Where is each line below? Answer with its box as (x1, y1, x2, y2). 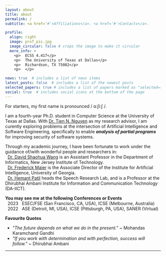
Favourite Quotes (5, 215, 41, 221)
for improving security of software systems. (5, 134, 94, 140)
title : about (5, 12, 32, 17)
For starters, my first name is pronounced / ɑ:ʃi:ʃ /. (5, 103, 107, 109)
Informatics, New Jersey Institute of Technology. (5, 159, 104, 165)
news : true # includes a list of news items (5, 76, 100, 81)
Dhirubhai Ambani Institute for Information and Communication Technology (5, 180, 158, 186)
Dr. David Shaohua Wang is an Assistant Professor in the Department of (7, 154, 153, 160)
